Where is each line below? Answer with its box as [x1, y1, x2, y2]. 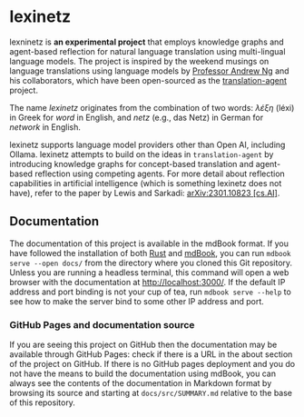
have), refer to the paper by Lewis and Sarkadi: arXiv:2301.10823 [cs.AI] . [9, 187, 280, 198]
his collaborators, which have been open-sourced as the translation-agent [9, 74, 288, 85]
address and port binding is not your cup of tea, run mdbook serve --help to [9, 286, 292, 297]
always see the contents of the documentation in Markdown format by [9, 378, 272, 389]
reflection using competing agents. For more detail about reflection [34, 168, 286, 179]
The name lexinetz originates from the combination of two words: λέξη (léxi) [9, 102, 295, 113]
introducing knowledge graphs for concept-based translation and [9, 158, 254, 169]
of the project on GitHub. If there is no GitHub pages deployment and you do [9, 359, 296, 370]
